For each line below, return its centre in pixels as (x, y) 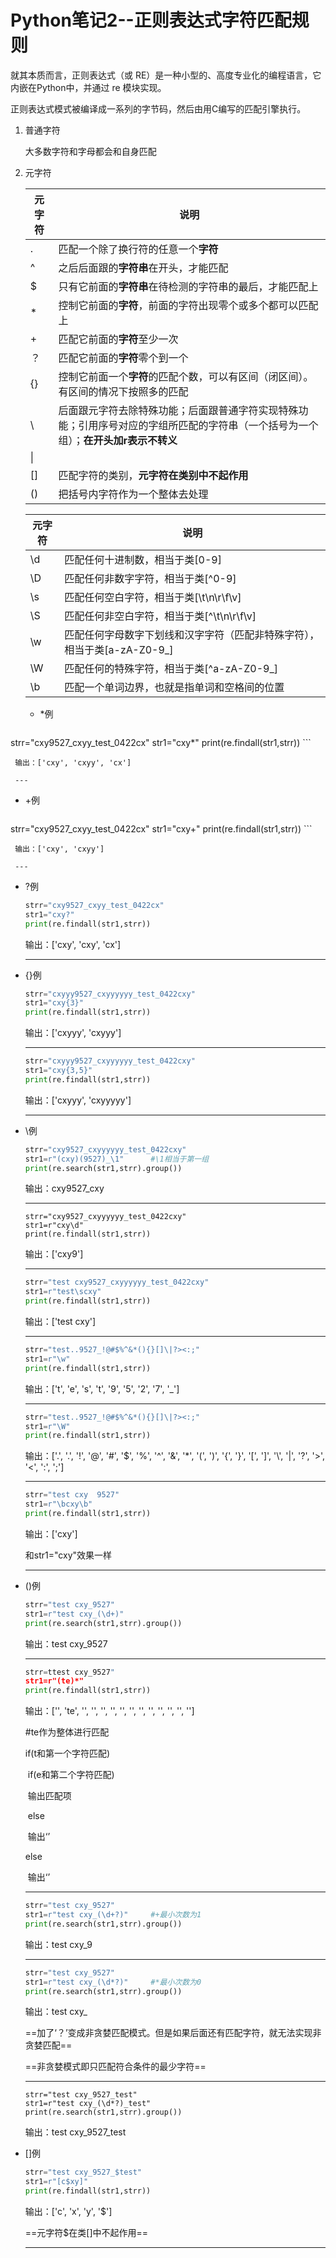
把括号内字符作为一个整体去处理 (133, 494)
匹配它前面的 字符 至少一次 (118, 339)
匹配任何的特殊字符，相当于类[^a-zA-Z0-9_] (171, 668)
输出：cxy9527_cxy (64, 1188)
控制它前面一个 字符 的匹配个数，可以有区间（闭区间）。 (186, 376)
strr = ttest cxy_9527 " (70, 1672)
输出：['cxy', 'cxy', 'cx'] (73, 944)
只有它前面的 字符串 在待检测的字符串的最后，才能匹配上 (188, 286)
